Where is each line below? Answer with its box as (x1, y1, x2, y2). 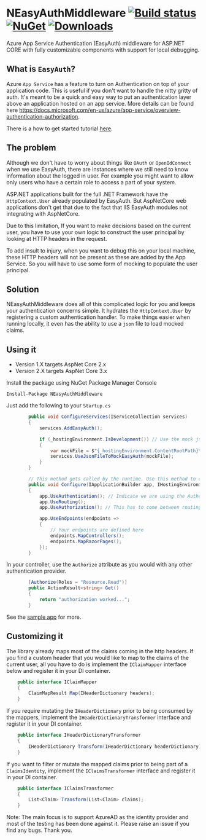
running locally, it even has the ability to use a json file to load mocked (6, 320, 184, 328)
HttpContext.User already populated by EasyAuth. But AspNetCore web (6, 197, 187, 204)
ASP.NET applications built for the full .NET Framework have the (6, 190, 169, 198)
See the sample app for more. (6, 613, 82, 621)
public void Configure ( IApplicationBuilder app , (28, 481, 155, 488)
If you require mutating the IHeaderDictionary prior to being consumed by (6, 707, 193, 715)
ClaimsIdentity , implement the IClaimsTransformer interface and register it (6, 767, 196, 774)
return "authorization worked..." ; (39, 597, 131, 603)
